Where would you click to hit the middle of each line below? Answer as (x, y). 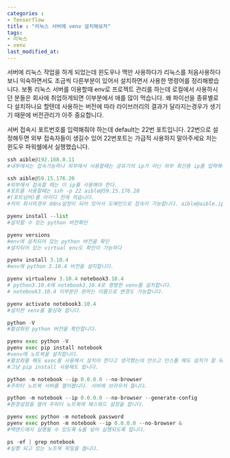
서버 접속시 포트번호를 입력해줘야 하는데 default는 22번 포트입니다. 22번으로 (109, 129)
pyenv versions (29, 235)
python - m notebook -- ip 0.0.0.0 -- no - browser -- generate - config (102, 398)
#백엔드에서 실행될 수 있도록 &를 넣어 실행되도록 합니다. (76, 429)
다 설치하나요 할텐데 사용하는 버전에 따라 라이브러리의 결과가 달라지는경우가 (108, 106)
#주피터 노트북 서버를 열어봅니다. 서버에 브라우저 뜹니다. (77, 386)
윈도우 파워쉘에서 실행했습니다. (49, 146)
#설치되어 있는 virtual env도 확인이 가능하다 (64, 248)
